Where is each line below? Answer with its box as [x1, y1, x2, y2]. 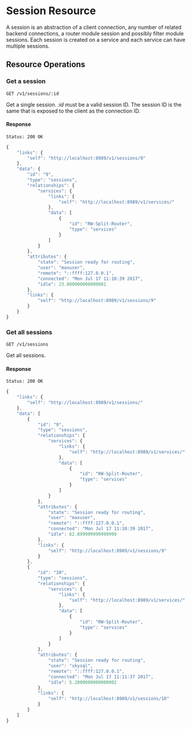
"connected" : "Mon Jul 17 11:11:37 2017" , [48, 674, 154, 679]
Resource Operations [6, 60, 86, 70]
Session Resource [6, 4, 96, 18]
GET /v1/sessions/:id [6, 90, 59, 97]
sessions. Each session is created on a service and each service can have [6, 36, 186, 43]
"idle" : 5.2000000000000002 [48, 679, 117, 685]
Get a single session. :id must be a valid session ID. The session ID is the [6, 101, 182, 108]
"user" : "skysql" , [48, 663, 93, 669]
